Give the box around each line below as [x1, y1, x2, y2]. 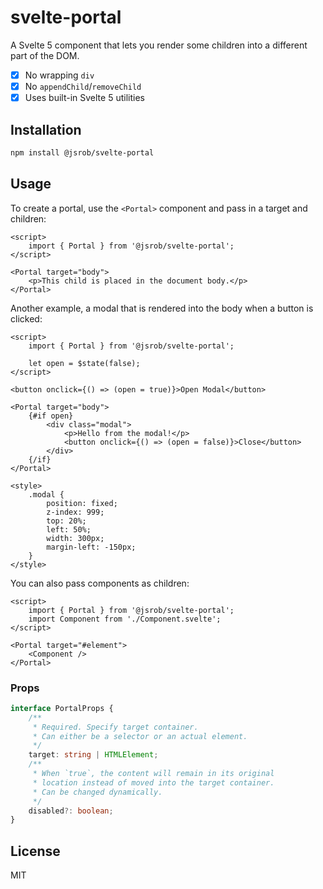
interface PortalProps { [10, 703, 114, 713]
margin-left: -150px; [46, 542, 137, 552]
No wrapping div [24, 69, 95, 81]
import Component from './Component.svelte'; [28, 614, 222, 624]
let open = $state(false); [28, 358, 141, 368]
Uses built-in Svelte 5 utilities [24, 92, 145, 104]
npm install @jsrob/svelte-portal [10, 147, 155, 158]
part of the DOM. [10, 49, 80, 61]
